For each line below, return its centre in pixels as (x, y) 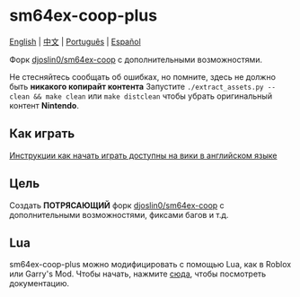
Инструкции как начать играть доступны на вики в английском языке (143, 155)
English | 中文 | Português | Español (75, 41)
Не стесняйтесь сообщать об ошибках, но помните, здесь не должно (143, 76)
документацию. (40, 284)
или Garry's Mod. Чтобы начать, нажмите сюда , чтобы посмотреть (138, 274)
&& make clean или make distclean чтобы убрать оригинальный (152, 96)
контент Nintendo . (44, 105)
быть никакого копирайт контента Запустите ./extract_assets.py (137, 86)
